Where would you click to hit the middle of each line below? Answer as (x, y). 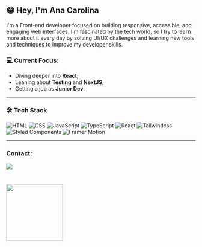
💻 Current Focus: (32, 60)
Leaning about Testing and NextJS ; (59, 82)
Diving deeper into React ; (47, 76)
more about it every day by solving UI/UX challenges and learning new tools (100, 38)
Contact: (19, 153)
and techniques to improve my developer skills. (65, 44)
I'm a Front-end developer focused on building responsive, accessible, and (99, 25)
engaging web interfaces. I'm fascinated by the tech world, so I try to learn (99, 31)
